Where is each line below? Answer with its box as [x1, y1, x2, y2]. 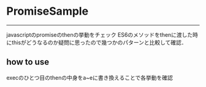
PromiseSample [6, 4, 89, 18]
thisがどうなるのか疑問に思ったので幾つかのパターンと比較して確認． [11, 39, 187, 46]
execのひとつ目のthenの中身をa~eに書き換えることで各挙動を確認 [6, 74, 174, 81]
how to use [6, 57, 50, 67]
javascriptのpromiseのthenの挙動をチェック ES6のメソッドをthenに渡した [6, 31, 193, 38]
